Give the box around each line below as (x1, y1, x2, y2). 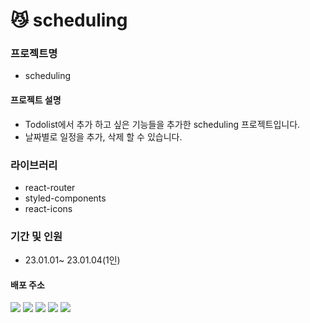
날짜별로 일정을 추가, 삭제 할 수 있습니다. (24, 130, 183, 143)
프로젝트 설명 (10, 94, 62, 106)
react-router (24, 181, 76, 193)
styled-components (24, 192, 107, 204)
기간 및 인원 (10, 229, 63, 243)
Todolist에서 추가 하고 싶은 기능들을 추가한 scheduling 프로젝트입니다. (24, 118, 301, 130)
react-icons (24, 202, 73, 214)
